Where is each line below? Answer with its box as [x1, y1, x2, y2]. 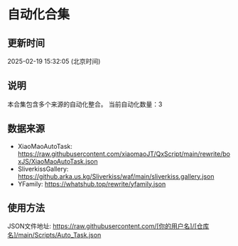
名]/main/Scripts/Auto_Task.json [7, 231, 102, 240]
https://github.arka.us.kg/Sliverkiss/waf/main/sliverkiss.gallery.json [17, 172, 215, 181]
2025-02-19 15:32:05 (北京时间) [7, 57, 101, 65]
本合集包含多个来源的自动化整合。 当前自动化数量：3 [7, 100, 163, 108]
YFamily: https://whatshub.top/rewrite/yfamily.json [17, 179, 166, 188]
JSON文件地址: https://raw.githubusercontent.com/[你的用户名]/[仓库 [7, 222, 210, 230]
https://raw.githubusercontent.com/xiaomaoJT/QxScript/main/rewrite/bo [17, 150, 231, 158]
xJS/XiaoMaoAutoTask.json [17, 157, 98, 165]
